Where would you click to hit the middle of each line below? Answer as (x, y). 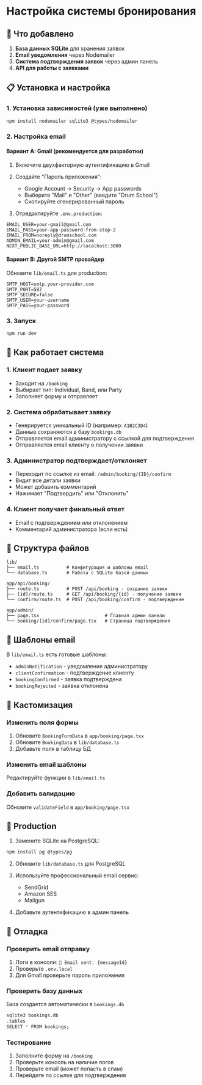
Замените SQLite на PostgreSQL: (57, 841)
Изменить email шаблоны (47, 764)
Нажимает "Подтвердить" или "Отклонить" (72, 494)
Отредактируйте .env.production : (59, 213)
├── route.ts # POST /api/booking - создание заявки (87, 589)
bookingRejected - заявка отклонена (62, 686)
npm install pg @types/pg (39, 852)
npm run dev (21, 334)
